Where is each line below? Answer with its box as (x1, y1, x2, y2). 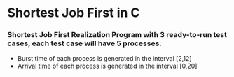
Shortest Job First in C (7, 5, 140, 21)
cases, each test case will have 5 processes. (7, 38, 163, 48)
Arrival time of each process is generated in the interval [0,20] (17, 62, 198, 71)
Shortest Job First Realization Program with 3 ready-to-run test (7, 30, 228, 40)
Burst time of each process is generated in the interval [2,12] (17, 55, 192, 63)
